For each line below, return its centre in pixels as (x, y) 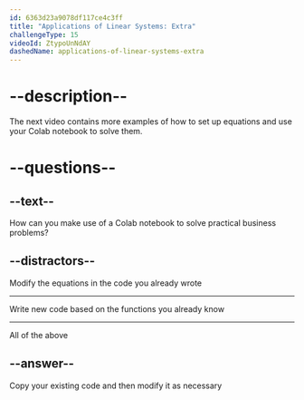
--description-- (69, 97)
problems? (29, 233)
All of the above (39, 335)
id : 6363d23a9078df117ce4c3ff (66, 18)
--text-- (32, 201)
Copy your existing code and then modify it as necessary (116, 385)
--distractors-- (52, 261)
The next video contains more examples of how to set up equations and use (151, 122)
